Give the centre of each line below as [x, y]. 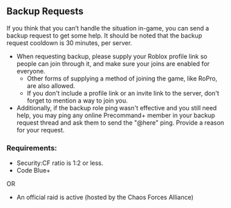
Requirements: [32, 148]
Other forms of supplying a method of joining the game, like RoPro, [122, 78]
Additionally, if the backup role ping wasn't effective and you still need [117, 107]
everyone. [31, 71]
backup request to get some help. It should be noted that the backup [104, 35]
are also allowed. [51, 85]
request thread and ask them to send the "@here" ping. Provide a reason [120, 122]
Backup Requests [45, 11]
